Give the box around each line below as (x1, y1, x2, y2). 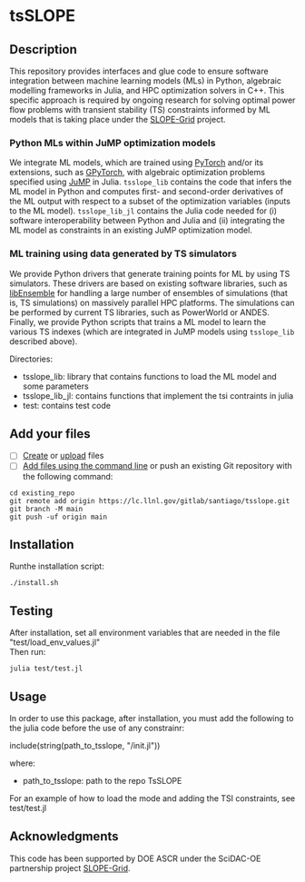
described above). (9, 335, 78, 346)
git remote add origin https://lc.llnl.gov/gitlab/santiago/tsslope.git (9, 496, 290, 505)
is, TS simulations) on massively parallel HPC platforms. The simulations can (9, 297, 295, 308)
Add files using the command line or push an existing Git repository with (22, 461, 292, 471)
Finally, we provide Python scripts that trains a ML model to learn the (9, 316, 266, 327)
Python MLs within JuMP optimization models (9, 136, 216, 149)
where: (9, 758, 36, 768)
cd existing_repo (9, 488, 75, 498)
